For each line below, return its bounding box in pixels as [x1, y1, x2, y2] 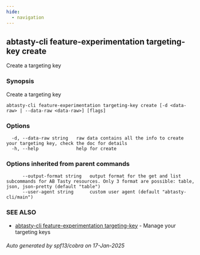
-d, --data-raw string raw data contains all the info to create [11, 135, 184, 141]
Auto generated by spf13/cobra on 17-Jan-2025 [6, 242, 125, 250]
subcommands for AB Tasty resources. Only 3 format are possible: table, [6, 179, 195, 185]
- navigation [11, 14, 44, 20]
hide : [6, 8, 20, 15]
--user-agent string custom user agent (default [22, 189, 160, 195]
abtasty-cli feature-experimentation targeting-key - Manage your [14, 222, 176, 229]
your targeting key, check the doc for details [6, 140, 128, 146]
